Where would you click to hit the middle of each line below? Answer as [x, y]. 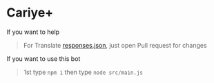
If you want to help [33, 32]
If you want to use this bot [43, 58]
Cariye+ [30, 13]
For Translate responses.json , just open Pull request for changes [115, 45]
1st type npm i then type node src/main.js [83, 72]
